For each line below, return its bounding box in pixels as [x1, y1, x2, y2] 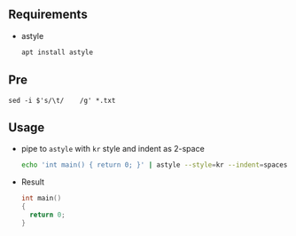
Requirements [8, 7, 88, 22]
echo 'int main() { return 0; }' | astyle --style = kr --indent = [20, 161, 264, 169]
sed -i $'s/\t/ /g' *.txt [8, 96, 116, 105]
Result [20, 177, 45, 187]
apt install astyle [20, 48, 94, 57]
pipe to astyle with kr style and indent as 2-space [20, 144, 205, 154]
